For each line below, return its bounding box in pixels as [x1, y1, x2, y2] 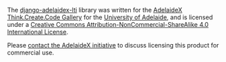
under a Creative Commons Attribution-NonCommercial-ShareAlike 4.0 [7, 21, 209, 28]
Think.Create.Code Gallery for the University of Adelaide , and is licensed [7, 13, 214, 21]
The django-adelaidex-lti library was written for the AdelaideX [7, 6, 183, 14]
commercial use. [7, 48, 54, 56]
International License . [7, 28, 69, 36]
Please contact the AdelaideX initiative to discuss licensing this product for [7, 41, 219, 49]
